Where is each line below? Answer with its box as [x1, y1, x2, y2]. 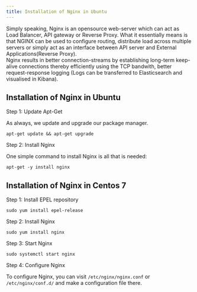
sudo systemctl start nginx [6, 251, 76, 258]
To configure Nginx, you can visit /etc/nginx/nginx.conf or [6, 273, 150, 280]
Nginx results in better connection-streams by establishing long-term [6, 56, 175, 63]
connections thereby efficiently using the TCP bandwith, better [18, 63, 172, 70]
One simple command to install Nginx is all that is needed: [6, 153, 147, 160]
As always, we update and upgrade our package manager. [6, 120, 148, 127]
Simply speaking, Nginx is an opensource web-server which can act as [6, 25, 179, 32]
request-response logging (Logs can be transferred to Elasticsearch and [6, 69, 182, 76]
